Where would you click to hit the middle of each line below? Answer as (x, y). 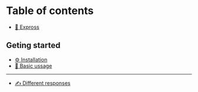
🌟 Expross (27, 27)
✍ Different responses (42, 83)
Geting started (33, 45)
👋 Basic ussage (33, 66)
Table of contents (50, 11)
